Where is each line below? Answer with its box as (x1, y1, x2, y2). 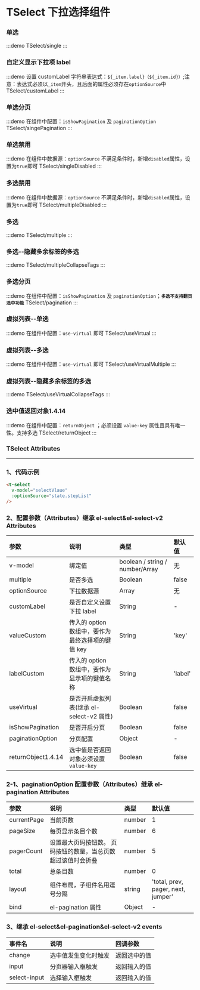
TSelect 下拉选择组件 (6, 5, 111, 19)
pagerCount (9, 847, 43, 855)
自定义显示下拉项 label (6, 58, 71, 66)
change (9, 951, 31, 959)
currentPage (9, 816, 44, 824)
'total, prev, (151, 878, 183, 886)
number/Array (118, 565, 158, 573)
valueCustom (9, 631, 46, 640)
